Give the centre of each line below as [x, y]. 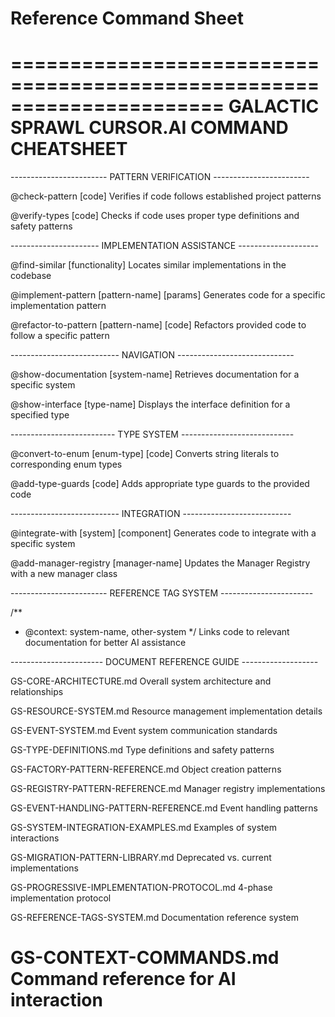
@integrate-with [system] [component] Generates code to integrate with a [163, 533]
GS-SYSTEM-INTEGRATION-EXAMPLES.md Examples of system [143, 828]
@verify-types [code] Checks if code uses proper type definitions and [155, 216]
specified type [40, 415]
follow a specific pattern [60, 336]
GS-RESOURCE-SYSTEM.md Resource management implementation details [166, 711]
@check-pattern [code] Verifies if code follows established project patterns [166, 196]
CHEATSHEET [69, 149]
